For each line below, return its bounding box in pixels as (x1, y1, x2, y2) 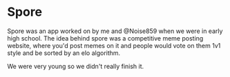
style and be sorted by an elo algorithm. (7, 49, 121, 57)
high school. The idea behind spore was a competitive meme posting (7, 34, 204, 42)
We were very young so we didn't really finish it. (7, 62, 144, 70)
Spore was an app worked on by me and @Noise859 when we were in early (7, 27, 223, 35)
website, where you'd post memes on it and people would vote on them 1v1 (7, 41, 221, 49)
